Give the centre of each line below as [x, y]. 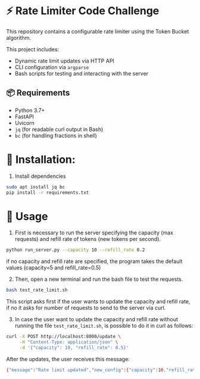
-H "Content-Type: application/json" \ [69, 342]
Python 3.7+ [30, 110]
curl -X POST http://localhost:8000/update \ [63, 337]
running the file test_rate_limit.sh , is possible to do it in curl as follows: [104, 326]
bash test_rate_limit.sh [37, 290]
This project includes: [33, 49]
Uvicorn [24, 123]
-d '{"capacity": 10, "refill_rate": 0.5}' [74, 347]
